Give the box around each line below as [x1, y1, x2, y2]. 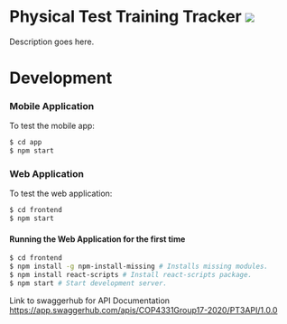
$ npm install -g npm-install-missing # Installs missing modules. [9, 262, 269, 272]
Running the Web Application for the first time [9, 233, 186, 245]
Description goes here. [9, 36, 95, 47]
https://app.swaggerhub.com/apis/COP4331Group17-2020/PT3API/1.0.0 [9, 304, 278, 315]
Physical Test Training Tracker [9, 6, 242, 27]
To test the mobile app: [9, 120, 95, 132]
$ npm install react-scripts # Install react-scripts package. [9, 271, 253, 280]
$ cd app [9, 138, 42, 147]
